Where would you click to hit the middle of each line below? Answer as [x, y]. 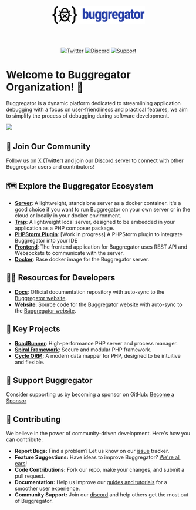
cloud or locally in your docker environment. [68, 216]
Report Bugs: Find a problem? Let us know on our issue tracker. [92, 451]
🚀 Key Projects [33, 329]
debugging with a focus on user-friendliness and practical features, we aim [97, 110]
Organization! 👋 [45, 87]
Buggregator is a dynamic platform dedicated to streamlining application [93, 103]
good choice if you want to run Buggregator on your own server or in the [102, 209]
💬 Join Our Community [48, 146]
